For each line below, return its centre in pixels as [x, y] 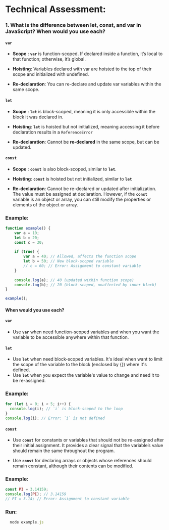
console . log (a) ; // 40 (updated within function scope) [74, 280]
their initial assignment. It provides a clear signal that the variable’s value [88, 446]
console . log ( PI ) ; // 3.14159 [36, 494]
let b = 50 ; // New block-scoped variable [69, 261]
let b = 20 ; [27, 238]
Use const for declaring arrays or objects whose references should [82, 461]
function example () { [28, 229]
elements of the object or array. [45, 205]
